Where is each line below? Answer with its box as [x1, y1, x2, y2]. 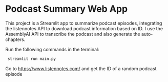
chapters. [5, 36, 26, 43]
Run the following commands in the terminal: [5, 46, 100, 52]
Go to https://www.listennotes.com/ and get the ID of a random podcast [5, 65, 157, 72]
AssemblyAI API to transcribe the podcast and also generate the [5, 31, 140, 37]
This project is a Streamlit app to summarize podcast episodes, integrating [5, 20, 162, 26]
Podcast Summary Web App [5, 3, 128, 15]
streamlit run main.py [7, 56, 56, 61]
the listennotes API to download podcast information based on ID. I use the [5, 25, 163, 31]
